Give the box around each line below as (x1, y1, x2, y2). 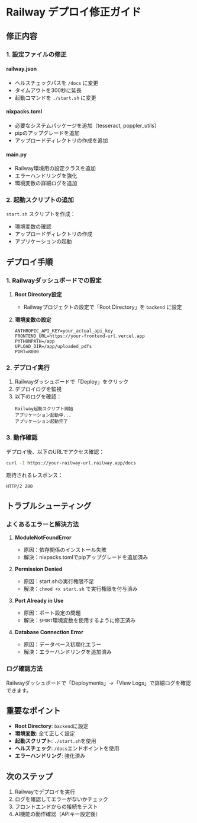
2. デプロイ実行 (6, 363, 50, 372)
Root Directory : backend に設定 (14, 723, 89, 730)
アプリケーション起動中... (14, 412, 72, 419)
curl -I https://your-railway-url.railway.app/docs (6, 460, 136, 466)
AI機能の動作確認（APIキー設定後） (14, 811, 101, 818)
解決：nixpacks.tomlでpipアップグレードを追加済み (23, 553, 148, 561)
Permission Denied (14, 565, 63, 573)
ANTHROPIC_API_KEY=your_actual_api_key (14, 328, 114, 334)
